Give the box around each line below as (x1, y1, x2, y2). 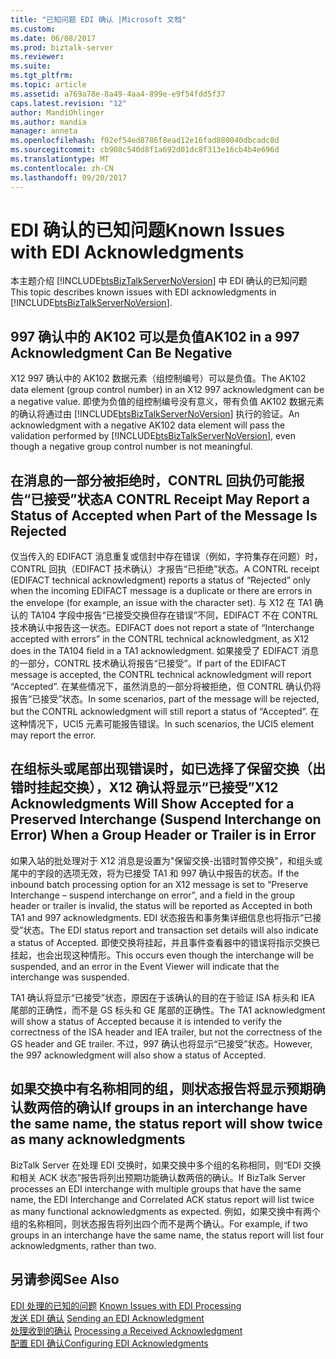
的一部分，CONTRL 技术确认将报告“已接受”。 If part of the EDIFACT (10, 657, 287, 670)
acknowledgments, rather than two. (10, 1239, 157, 1251)
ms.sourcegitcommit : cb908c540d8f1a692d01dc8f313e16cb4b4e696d (10, 145, 280, 155)
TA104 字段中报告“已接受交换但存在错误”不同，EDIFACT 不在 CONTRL (29, 609, 318, 621)
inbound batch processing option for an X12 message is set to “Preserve (10, 878, 309, 890)
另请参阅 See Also (10, 1271, 120, 1288)
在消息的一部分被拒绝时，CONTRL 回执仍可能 (10, 472, 292, 489)
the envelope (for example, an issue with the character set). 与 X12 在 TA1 (10, 597, 313, 609)
